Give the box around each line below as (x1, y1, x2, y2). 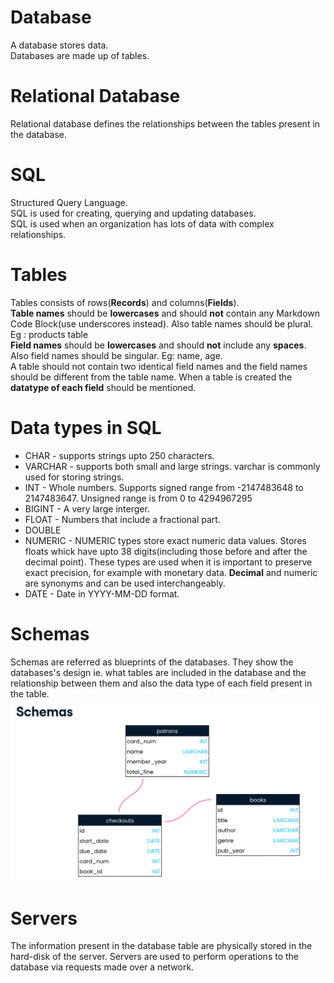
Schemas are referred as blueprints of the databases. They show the (10, 656, 294, 668)
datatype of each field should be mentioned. (10, 381, 197, 393)
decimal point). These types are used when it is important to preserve (24, 556, 313, 568)
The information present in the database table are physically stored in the (10, 940, 313, 952)
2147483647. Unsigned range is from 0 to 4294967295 (24, 492, 253, 504)
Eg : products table (10, 328, 89, 340)
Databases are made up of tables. (10, 49, 150, 61)
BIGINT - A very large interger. (24, 502, 150, 515)
